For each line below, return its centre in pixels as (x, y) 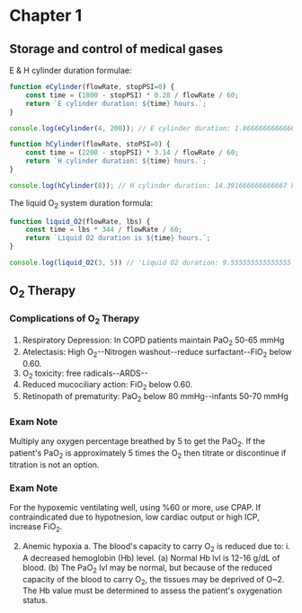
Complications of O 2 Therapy (75, 319)
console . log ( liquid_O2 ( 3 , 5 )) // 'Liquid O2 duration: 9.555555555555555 (151, 263)
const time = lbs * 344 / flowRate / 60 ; (104, 230)
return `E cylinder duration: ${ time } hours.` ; (116, 103)
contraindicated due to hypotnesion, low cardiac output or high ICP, (134, 517)
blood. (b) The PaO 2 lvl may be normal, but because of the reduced (147, 569)
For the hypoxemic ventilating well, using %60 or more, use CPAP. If (135, 508)
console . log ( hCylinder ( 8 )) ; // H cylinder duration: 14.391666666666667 (148, 185)
